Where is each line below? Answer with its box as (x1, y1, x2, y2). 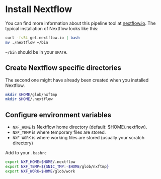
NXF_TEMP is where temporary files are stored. (12, 129, 106, 135)
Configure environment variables (5, 111, 112, 119)
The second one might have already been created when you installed (5, 77, 149, 83)
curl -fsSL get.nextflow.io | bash (5, 35, 80, 40)
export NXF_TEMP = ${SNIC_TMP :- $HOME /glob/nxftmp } (5, 164, 109, 169)
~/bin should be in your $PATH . (5, 49, 68, 55)
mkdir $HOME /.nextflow (5, 97, 53, 102)
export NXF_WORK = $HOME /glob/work (5, 168, 75, 174)
